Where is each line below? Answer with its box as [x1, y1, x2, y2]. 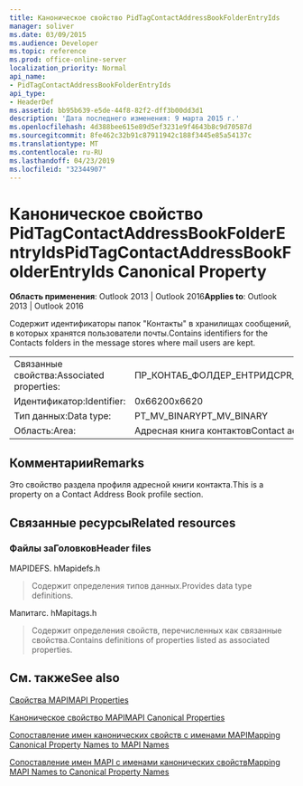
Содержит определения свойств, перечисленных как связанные [31, 625, 282, 636]
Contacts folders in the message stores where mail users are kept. [9, 337, 256, 348]
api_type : [9, 89, 47, 98]
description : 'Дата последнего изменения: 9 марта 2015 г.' [9, 114, 241, 123]
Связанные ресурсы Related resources [9, 515, 236, 530]
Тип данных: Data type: [14, 410, 112, 422]
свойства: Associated [14, 369, 106, 382]
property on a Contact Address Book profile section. [9, 489, 204, 500]
